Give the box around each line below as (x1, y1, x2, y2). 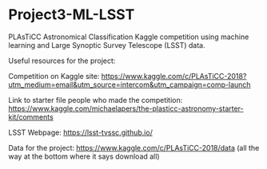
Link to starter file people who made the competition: (8, 95, 183, 104)
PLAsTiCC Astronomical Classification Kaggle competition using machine (8, 32, 249, 41)
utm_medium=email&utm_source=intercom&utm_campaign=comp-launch (8, 80, 251, 89)
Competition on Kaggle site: (8, 71, 100, 81)
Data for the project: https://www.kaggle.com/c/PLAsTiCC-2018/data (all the (8, 143, 260, 152)
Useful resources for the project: (8, 56, 116, 65)
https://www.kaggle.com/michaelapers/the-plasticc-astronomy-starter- (8, 104, 244, 113)
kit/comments (8, 112, 54, 121)
